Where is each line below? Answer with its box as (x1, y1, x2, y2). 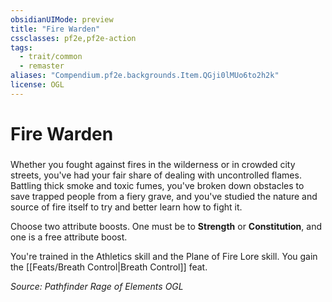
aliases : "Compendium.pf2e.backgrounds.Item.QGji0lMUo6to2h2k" (10, 71, 280, 81)
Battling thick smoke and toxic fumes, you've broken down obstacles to (10, 179, 305, 191)
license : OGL (10, 80, 65, 90)
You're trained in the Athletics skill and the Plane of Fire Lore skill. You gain (10, 250, 318, 262)
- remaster (19, 61, 65, 71)
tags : (10, 42, 33, 53)
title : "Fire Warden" (10, 24, 101, 34)
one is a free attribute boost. (10, 231, 128, 243)
